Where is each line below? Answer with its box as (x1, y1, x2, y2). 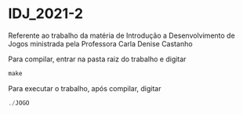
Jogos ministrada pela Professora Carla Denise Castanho (8, 39, 194, 48)
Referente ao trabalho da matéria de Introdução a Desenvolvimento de (8, 31, 235, 40)
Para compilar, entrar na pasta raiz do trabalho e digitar (8, 54, 187, 64)
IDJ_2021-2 (8, 5, 84, 23)
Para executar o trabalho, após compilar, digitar (8, 83, 161, 93)
